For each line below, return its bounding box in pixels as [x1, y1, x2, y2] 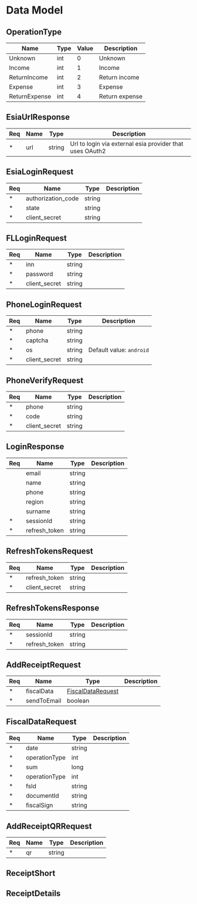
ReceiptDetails [6, 888, 61, 898]
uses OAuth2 [70, 147, 106, 155]
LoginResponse [6, 441, 64, 452]
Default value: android [88, 346, 150, 354]
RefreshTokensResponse [6, 603, 100, 613]
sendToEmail [25, 697, 62, 705]
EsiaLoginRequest [6, 167, 74, 177]
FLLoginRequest [6, 233, 67, 244]
